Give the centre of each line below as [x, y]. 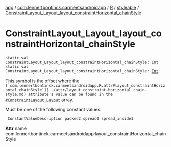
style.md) [16, 94]
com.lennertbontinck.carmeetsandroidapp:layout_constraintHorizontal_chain [86, 133]
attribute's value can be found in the [70, 94]
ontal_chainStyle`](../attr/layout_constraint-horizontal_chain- [76, 90]
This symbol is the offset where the [42, 81]
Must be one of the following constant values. [53, 109]
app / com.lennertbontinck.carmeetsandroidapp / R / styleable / [72, 7]
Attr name [16, 128]
